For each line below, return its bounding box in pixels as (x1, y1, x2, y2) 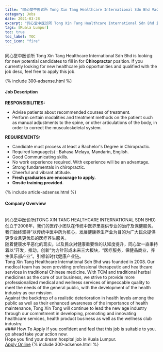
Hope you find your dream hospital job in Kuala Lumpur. (5, 336, 116, 342)
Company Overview (5, 200, 46, 206)
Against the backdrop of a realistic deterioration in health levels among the (5, 295, 154, 301)
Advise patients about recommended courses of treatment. (12, 109, 131, 115)
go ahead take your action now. (5, 331, 68, 337)
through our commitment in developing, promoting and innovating (5, 311, 137, 317)
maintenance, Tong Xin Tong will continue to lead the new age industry (5, 305, 147, 311)
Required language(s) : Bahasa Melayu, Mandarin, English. (12, 149, 129, 155)
